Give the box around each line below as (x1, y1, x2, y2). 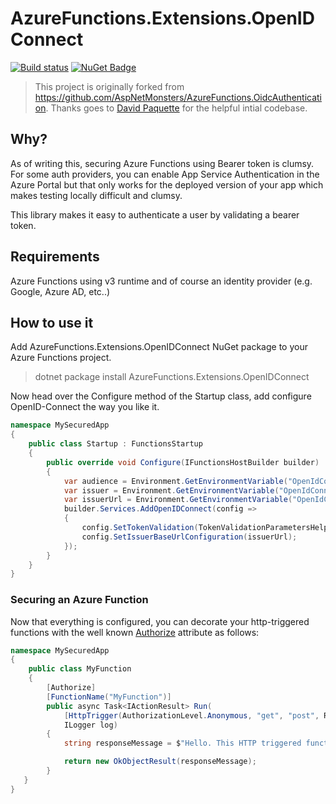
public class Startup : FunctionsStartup (28, 439, 203, 449)
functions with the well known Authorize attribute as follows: (10, 626, 260, 638)
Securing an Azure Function (10, 593, 149, 607)
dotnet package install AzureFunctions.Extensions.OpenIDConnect (34, 371, 310, 383)
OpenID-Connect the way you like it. (10, 401, 160, 413)
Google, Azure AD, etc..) (10, 285, 111, 297)
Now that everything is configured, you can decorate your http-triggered (10, 615, 310, 627)
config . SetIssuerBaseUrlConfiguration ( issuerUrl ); (81, 532, 298, 542)
